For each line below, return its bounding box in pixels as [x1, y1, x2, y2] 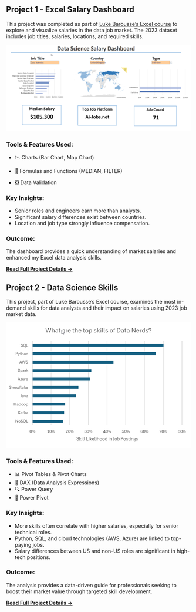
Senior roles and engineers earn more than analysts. [14, 207, 141, 214]
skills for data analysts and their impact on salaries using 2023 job [27, 304, 188, 311]
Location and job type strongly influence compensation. [14, 220, 150, 227]
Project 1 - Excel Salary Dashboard [6, 5, 134, 15]
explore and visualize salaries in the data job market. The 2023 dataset [6, 26, 178, 34]
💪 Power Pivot [14, 494, 49, 501]
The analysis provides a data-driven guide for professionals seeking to [6, 581, 177, 588]
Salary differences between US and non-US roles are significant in [14, 547, 175, 554]
